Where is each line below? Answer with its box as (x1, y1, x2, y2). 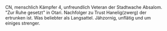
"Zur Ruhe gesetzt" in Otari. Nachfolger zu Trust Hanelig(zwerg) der (5, 9, 147, 15)
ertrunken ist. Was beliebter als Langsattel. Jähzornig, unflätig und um (5, 15, 151, 20)
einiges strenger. (5, 20, 40, 26)
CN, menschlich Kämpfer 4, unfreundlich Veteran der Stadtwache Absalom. (5, 4, 162, 10)
